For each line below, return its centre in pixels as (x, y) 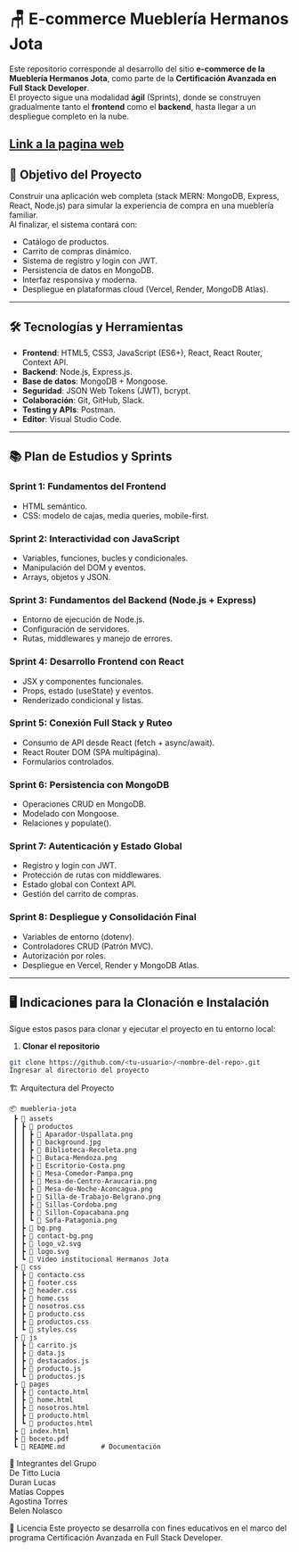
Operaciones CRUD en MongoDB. (84, 804)
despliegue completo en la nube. (69, 116)
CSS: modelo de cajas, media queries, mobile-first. (115, 515)
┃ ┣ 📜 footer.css (45, 1283)
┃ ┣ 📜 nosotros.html (51, 1408)
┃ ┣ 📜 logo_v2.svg (47, 1244)
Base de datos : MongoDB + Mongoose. (95, 381)
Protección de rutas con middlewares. (92, 875)
